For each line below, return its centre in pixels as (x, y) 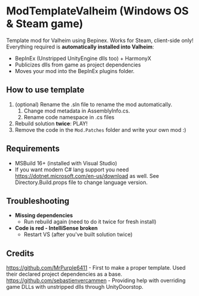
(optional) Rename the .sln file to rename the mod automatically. (93, 104)
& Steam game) (45, 24)
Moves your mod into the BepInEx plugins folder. (75, 71)
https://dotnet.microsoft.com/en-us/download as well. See (87, 176)
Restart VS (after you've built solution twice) (78, 234)
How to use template (45, 90)
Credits (20, 253)
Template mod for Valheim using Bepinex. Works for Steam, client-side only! (100, 40)
